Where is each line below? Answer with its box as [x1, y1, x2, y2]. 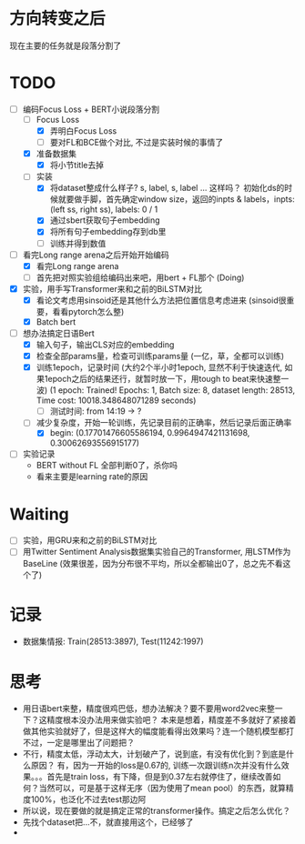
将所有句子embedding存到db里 [49, 226, 167, 237]
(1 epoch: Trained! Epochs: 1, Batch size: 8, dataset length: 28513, [49, 385, 296, 396]
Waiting [9, 504, 70, 524]
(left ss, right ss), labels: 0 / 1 [49, 204, 158, 215]
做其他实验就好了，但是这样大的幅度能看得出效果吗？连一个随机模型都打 [22, 726, 294, 737]
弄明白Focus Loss [49, 126, 117, 136]
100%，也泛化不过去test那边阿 [30, 794, 147, 805]
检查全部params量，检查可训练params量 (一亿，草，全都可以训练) [36, 351, 285, 362]
